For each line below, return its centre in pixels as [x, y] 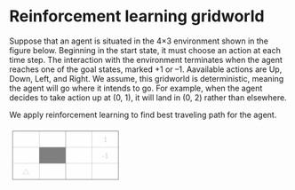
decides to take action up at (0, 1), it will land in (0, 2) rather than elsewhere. [148, 97]
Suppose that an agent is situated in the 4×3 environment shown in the [139, 41]
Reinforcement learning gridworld [137, 16]
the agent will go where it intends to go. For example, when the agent [136, 88]
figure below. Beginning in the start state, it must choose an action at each [145, 50]
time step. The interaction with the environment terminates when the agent [146, 59]
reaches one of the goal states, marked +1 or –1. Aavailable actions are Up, [146, 69]
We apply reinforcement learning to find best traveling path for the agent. [143, 115]
